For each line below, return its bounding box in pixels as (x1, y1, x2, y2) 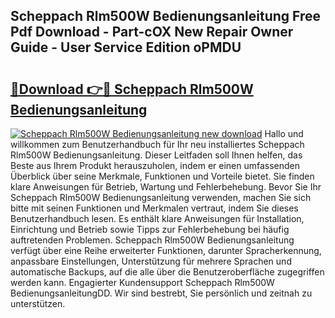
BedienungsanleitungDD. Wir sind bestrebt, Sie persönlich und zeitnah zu (10, 287, 313, 299)
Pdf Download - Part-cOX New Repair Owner (10, 24, 294, 41)
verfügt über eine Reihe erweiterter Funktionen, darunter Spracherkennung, (10, 245, 322, 256)
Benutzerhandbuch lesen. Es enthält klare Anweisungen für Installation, (10, 213, 305, 224)
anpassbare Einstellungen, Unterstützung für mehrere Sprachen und (10, 255, 292, 267)
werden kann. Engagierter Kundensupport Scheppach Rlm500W (10, 277, 275, 288)
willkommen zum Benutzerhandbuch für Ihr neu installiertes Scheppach (10, 139, 305, 150)
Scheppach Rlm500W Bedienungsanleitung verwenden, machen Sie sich (10, 192, 312, 203)
